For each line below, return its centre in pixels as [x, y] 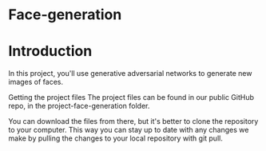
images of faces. [36, 82]
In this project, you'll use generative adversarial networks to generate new [130, 74]
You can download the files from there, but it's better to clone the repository [133, 121]
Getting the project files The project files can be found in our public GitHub [131, 97]
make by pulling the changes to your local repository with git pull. [116, 138]
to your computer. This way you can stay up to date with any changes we [129, 130]
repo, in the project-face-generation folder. [79, 106]
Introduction [50, 52]
